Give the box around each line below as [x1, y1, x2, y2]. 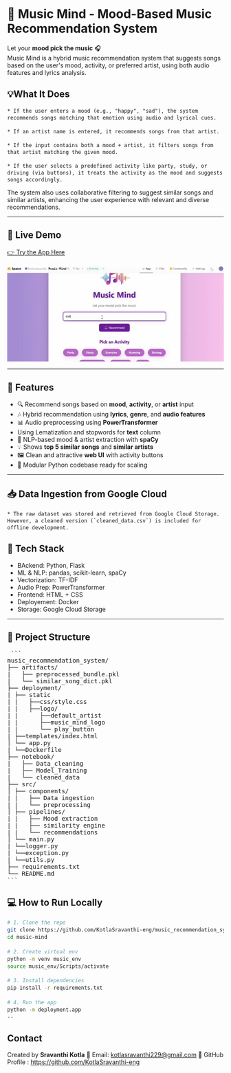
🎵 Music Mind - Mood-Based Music [7, 6, 212, 22]
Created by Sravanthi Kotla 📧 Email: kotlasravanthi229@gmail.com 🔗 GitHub [7, 1051, 224, 1059]
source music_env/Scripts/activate [7, 962, 109, 970]
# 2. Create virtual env [7, 948, 78, 955]
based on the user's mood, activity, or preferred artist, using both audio [7, 61, 210, 69]
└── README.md [7, 870, 55, 877]
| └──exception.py [7, 849, 69, 856]
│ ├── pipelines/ [7, 808, 65, 815]
